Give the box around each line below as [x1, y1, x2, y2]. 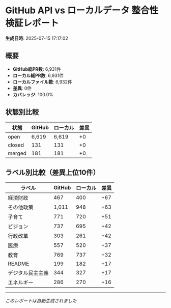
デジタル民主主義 [8, 269, 49, 276]
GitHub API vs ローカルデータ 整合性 [5, 5, 159, 16]
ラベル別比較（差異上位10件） [5, 168, 100, 177]
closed [8, 141, 24, 148]
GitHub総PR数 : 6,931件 [12, 66, 61, 72]
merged [8, 150, 27, 157]
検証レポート [5, 17, 60, 29]
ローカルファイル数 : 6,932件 [12, 78, 72, 85]
